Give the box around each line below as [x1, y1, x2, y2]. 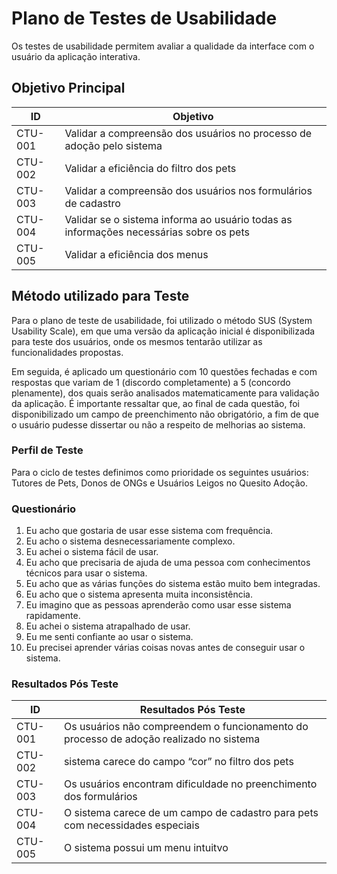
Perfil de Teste [11, 443, 84, 457]
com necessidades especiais [63, 818, 200, 832]
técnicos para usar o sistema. [25, 567, 148, 579]
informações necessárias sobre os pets [64, 225, 250, 239]
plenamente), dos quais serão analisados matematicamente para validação [11, 387, 320, 399]
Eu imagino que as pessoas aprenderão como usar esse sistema [25, 599, 292, 611]
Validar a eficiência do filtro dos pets [64, 161, 237, 175]
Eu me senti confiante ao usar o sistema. [25, 631, 194, 643]
